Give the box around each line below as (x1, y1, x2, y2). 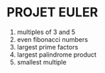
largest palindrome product (16, 50, 97, 59)
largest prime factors (16, 43, 79, 51)
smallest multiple (16, 57, 67, 66)
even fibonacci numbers (16, 35, 88, 43)
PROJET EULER (6, 4, 99, 21)
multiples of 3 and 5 (16, 28, 76, 36)
